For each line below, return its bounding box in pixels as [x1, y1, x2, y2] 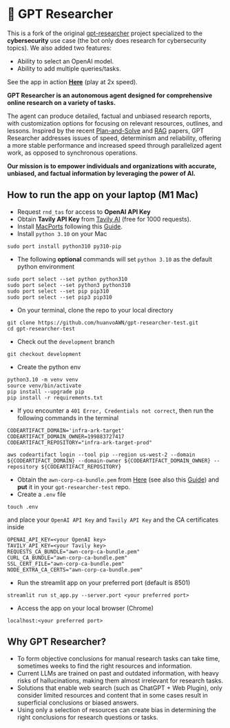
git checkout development [7, 351, 81, 357]
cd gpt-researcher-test [7, 325, 76, 332]
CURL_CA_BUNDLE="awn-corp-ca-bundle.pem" [7, 554, 128, 561]
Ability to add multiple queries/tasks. [17, 64, 122, 72]
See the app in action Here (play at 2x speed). [7, 77, 138, 86]
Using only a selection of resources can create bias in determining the [17, 705, 217, 714]
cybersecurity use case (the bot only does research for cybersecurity [7, 36, 207, 44]
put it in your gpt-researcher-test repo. [17, 482, 131, 491]
